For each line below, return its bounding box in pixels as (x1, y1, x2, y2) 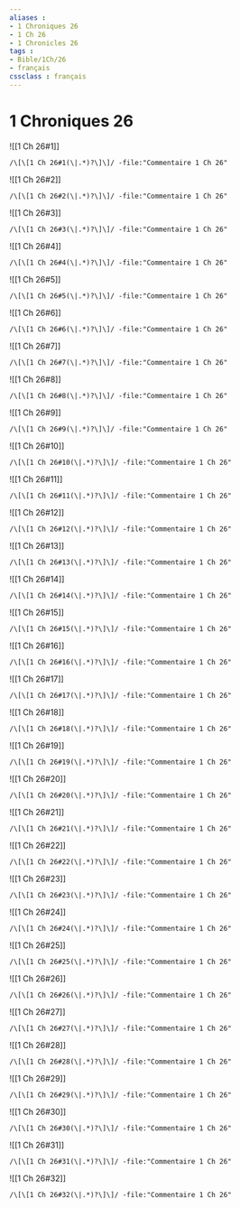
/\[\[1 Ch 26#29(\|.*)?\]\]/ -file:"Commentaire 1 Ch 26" (9, 1090, 232, 1100)
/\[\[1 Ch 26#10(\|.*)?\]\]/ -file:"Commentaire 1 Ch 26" (9, 458, 232, 467)
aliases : (9, 13, 47, 23)
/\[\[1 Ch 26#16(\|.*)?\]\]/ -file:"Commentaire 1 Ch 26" (9, 657, 232, 666)
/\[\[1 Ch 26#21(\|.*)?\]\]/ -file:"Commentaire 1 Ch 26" (9, 823, 232, 833)
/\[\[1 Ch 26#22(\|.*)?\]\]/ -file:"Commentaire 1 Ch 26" (9, 857, 232, 867)
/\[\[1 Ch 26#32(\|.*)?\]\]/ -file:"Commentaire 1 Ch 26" (9, 1190, 232, 1199)
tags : (9, 47, 34, 56)
